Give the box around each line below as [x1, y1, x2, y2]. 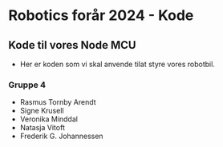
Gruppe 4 [8, 79, 47, 90]
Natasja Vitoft [19, 123, 66, 133]
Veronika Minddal [19, 114, 79, 124]
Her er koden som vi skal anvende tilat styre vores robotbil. [19, 59, 215, 69]
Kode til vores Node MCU [8, 38, 136, 52]
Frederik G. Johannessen [19, 131, 103, 141]
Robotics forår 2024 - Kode [8, 6, 194, 25]
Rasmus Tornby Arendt [19, 97, 96, 107]
